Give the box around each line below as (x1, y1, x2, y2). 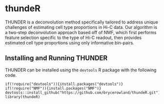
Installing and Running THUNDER (5, 54, 108, 62)
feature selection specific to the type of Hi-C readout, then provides (5, 35, 142, 41)
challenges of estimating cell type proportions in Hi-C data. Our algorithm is (5, 24, 158, 30)
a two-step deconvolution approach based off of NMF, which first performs (5, 29, 157, 35)
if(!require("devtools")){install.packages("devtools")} (5, 82, 123, 86)
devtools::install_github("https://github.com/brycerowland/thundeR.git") (5, 90, 161, 95)
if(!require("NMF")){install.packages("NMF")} (5, 86, 102, 91)
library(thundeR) (5, 94, 41, 99)
